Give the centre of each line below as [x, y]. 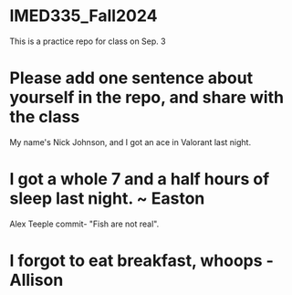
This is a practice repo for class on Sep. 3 [88, 41]
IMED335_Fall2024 [83, 16]
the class [45, 117]
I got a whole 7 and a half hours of [140, 179]
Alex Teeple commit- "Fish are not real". [84, 224]
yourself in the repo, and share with [147, 98]
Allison [36, 280]
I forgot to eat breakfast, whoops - [141, 260]
